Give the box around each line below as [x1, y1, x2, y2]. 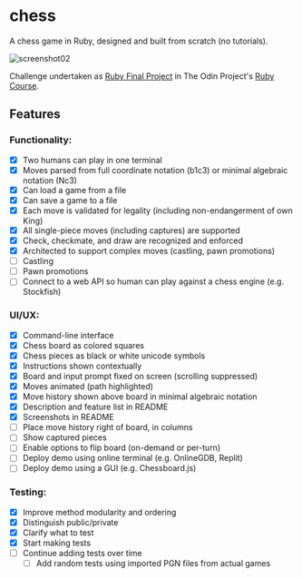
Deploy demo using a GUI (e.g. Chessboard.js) [22, 463, 197, 474]
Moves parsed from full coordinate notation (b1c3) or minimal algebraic [22, 164, 288, 175]
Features [9, 106, 61, 122]
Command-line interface [22, 329, 114, 340]
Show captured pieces [22, 432, 107, 443]
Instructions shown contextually [22, 360, 142, 371]
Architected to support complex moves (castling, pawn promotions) [22, 246, 275, 257]
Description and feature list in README [22, 401, 169, 413]
